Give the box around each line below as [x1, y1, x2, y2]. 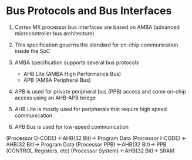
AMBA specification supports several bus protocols [14, 59, 139, 66]
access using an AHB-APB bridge [14, 94, 96, 101]
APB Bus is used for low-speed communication [14, 123, 129, 130]
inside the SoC [14, 47, 50, 54]
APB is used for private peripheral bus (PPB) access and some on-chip [14, 88, 186, 95]
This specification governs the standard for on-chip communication [14, 41, 178, 48]
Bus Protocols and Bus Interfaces [6, 4, 172, 18]
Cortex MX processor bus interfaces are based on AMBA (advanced [14, 24, 180, 31]
